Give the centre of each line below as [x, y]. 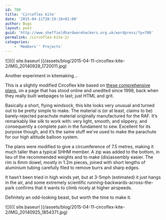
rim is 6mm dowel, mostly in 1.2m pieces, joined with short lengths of [75, 162]
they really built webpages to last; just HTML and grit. [60, 96]
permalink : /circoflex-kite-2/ [37, 38]
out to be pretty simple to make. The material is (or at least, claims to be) [79, 110]
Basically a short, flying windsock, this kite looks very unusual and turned [80, 105]
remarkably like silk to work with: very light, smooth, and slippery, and [76, 121]
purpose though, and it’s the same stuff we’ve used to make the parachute [81, 131]
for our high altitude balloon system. [42, 137]
